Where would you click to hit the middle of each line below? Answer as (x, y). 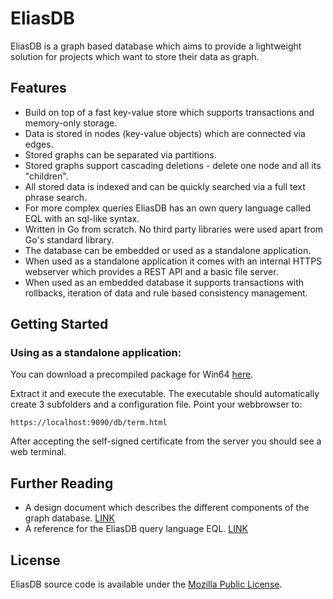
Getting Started (59, 324)
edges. (39, 144)
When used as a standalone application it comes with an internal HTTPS (173, 261)
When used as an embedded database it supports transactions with (164, 282)
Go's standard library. (69, 239)
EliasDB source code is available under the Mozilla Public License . (146, 584)
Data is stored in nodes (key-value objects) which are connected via (165, 133)
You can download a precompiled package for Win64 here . (132, 374)
